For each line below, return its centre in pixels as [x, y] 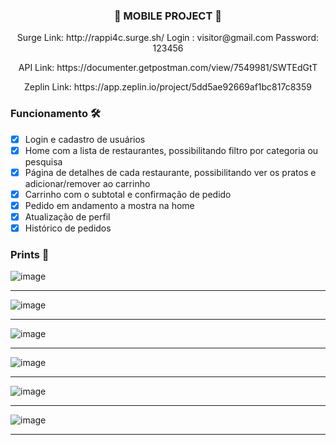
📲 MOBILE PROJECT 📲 [167, 16]
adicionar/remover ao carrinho [87, 183]
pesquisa [43, 161]
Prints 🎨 [30, 254]
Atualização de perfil [67, 216]
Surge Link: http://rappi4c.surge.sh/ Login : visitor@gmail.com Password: [168, 38]
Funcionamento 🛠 [55, 114]
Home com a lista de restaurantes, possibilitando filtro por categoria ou [171, 150]
